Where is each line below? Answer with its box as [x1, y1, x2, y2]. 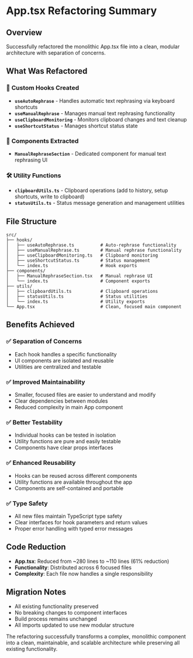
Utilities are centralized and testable [14, 363, 101, 370]
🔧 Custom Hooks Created [6, 84, 80, 92]
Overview [6, 28, 43, 38]
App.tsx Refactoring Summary [6, 4, 157, 18]
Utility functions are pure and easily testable [14, 438, 121, 445]
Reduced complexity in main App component [14, 404, 123, 411]
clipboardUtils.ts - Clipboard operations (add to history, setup [14, 187, 168, 194]
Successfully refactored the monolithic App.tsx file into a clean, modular [6, 43, 180, 50]
